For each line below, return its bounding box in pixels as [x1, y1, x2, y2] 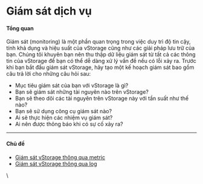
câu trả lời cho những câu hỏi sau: [6, 70, 91, 77]
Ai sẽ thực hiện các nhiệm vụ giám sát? [14, 114, 113, 122]
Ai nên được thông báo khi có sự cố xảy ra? [14, 120, 123, 128]
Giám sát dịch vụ [6, 4, 92, 18]
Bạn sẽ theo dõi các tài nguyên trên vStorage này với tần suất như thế [14, 95, 189, 102]
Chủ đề [6, 140, 25, 147]
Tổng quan [6, 24, 34, 31]
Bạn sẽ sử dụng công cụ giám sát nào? [14, 108, 112, 115]
